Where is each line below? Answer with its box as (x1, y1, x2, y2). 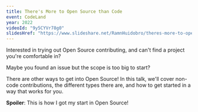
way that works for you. (6, 88, 64, 95)
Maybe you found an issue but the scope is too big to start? (6, 64, 151, 71)
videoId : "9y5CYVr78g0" (6, 25, 65, 31)
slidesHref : (6, 30, 35, 36)
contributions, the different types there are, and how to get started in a (19, 82, 191, 89)
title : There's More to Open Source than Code (6, 8, 123, 15)
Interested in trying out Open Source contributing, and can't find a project (6, 46, 185, 53)
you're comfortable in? (6, 53, 61, 60)
